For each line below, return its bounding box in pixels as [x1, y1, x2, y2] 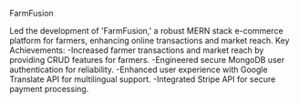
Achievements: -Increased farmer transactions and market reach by [9, 45, 264, 56]
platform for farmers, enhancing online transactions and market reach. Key [9, 36, 290, 46]
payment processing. [9, 84, 89, 94]
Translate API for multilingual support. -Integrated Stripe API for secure [9, 74, 276, 85]
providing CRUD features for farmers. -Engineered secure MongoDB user [9, 55, 285, 65]
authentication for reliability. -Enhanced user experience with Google [9, 64, 268, 75]
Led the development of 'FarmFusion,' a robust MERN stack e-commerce [9, 26, 284, 36]
